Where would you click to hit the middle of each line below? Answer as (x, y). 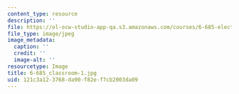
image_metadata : (31, 40)
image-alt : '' (34, 60)
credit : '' (30, 54)
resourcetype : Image (38, 66)
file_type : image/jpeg (41, 34)
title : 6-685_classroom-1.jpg (52, 73)
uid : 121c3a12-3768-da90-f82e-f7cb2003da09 (73, 80)
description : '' (31, 20)
